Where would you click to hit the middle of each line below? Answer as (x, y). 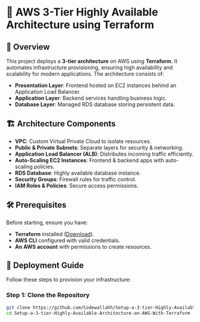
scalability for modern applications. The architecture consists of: (85, 74)
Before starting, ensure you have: (47, 222)
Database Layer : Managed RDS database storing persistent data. (95, 104)
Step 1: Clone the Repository (48, 295)
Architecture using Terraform (80, 25)
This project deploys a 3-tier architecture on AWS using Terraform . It (92, 61)
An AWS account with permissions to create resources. (83, 246)
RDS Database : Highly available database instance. (78, 173)
